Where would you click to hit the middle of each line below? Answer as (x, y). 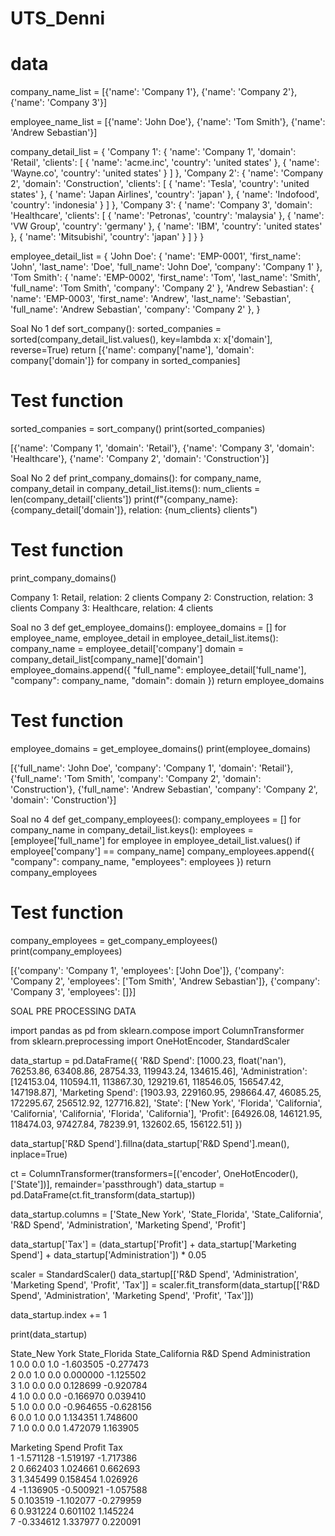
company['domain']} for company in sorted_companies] (125, 361)
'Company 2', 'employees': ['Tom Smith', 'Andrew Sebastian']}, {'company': (165, 981)
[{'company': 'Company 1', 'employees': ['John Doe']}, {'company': (147, 970)
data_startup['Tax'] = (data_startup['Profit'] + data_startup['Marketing (153, 1244)
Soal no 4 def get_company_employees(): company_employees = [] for (156, 819)
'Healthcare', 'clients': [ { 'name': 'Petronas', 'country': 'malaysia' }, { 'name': (167, 216)
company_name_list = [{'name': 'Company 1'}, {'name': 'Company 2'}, (154, 92)
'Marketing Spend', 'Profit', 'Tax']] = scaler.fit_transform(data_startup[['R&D (165, 1284)
